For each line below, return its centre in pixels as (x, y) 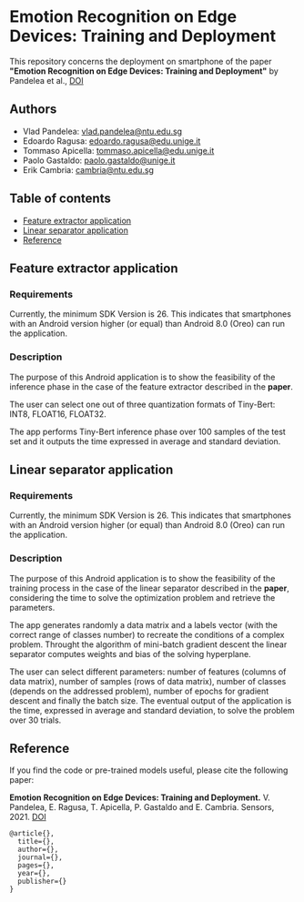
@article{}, (32, 834)
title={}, (36, 842)
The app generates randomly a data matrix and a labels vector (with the (143, 624)
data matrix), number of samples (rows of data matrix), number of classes (148, 681)
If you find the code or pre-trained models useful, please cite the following (149, 770)
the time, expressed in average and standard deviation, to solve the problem (152, 710)
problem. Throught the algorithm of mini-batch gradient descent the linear (148, 644)
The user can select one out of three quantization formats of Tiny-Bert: (142, 404)
